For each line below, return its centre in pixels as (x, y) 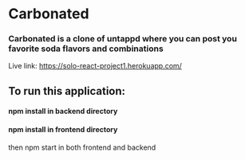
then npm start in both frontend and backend (82, 147)
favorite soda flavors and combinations (86, 49)
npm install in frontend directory (63, 130)
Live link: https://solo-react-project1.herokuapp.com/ (95, 66)
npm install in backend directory (63, 111)
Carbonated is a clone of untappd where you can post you (123, 39)
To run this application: (67, 91)
